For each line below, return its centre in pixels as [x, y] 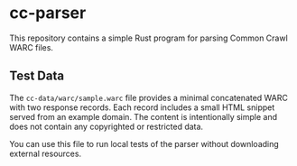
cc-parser [48, 13]
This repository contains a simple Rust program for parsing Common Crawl [149, 38]
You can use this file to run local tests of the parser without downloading [144, 143]
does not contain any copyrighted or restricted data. [107, 126]
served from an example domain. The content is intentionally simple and [144, 116]
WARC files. [32, 47]
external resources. [46, 153]
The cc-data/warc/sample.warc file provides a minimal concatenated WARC [149, 97]
